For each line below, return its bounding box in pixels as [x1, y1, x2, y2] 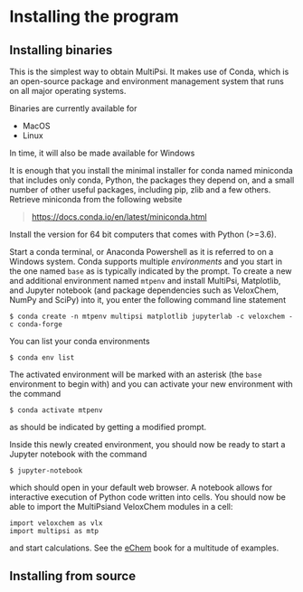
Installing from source [9, 569, 137, 584]
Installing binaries [9, 42, 113, 58]
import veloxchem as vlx [9, 519, 103, 528]
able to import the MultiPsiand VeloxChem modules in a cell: [9, 502, 233, 512]
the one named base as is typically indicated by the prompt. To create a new [9, 266, 292, 277]
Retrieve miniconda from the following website [9, 194, 183, 204]
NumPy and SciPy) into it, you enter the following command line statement [9, 295, 287, 305]
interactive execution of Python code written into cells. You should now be [9, 492, 287, 503]
